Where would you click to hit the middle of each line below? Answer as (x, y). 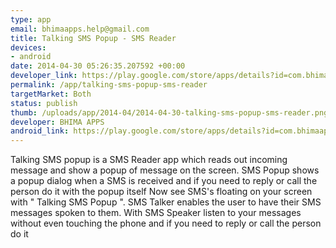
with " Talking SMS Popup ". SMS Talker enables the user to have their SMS (166, 202)
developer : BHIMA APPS (57, 122)
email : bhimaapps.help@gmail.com (80, 29)
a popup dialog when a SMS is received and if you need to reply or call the (164, 181)
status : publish (44, 103)
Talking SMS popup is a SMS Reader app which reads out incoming (149, 160)
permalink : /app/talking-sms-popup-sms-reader (109, 85)
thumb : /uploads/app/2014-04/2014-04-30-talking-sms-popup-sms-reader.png (169, 112)
